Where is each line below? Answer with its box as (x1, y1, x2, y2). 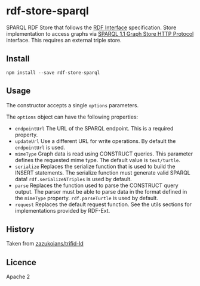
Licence (6, 257, 37, 268)
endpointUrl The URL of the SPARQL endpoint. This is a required (14, 125, 174, 132)
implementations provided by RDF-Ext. (14, 207, 110, 214)
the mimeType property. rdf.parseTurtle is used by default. (14, 194, 158, 201)
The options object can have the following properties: (6, 113, 139, 120)
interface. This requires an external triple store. (6, 36, 122, 43)
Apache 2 (6, 273, 30, 281)
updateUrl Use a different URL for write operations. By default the (14, 137, 176, 144)
